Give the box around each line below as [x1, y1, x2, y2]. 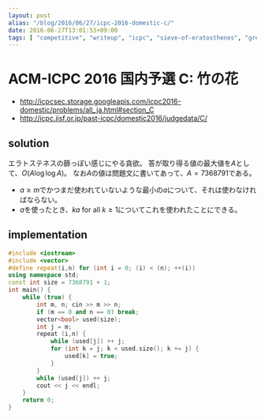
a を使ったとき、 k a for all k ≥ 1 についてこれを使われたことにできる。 [19, 205, 242, 214]
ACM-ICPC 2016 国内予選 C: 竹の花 [8, 70, 239, 88]
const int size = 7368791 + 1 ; [8, 278, 111, 287]
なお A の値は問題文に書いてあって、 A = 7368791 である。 [72, 168, 256, 178]
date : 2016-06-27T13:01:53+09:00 [8, 26, 118, 34]
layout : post [8, 11, 51, 20]
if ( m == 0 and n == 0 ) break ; [36, 308, 140, 316]
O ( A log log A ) [21, 168, 65, 178]
